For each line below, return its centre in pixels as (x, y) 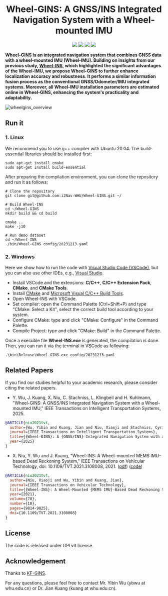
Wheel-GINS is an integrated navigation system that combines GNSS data (83, 55)
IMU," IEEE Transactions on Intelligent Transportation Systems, (96, 408)
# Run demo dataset (25, 235)
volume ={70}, (23, 499)
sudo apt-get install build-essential (45, 167)
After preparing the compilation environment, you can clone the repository (82, 176)
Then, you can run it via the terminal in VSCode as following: (67, 346)
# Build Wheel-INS (24, 205)
